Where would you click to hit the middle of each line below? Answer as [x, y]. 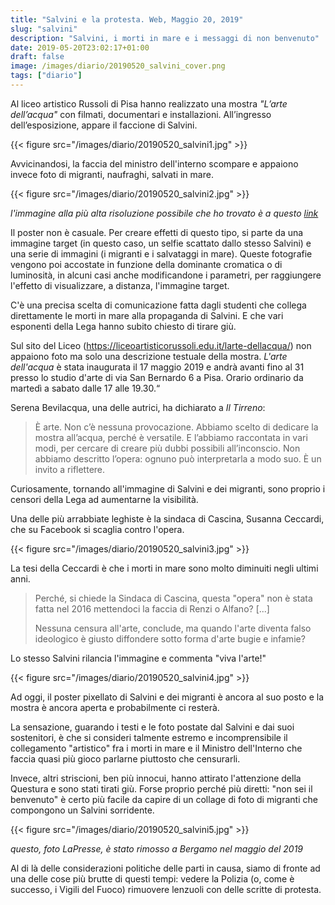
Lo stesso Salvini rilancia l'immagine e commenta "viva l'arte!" [138, 658]
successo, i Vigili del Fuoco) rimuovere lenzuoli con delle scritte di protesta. [166, 889]
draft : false [37, 57]
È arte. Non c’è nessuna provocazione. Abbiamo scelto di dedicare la [176, 427]
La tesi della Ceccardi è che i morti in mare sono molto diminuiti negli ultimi [164, 568]
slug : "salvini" [44, 29]
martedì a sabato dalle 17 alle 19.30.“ [85, 388]
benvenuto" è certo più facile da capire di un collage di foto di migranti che [164, 799]
